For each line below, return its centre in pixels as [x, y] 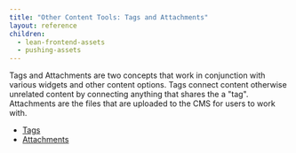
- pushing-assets [49, 50]
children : [28, 34]
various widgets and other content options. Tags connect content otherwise [148, 85]
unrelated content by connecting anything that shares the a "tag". [129, 95]
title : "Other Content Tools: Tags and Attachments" [109, 17]
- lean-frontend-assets [61, 42]
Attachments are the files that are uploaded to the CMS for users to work [142, 103]
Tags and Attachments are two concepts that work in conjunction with [137, 75]
